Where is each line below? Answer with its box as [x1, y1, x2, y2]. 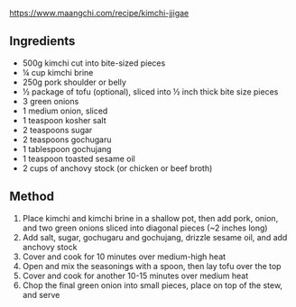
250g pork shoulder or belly [22, 77, 126, 87]
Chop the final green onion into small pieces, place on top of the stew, [22, 279, 282, 291]
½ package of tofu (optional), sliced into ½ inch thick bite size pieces [22, 86, 279, 97]
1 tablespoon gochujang [22, 143, 112, 154]
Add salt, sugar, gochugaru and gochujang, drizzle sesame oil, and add [22, 231, 288, 242]
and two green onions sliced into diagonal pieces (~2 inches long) [22, 222, 268, 233]
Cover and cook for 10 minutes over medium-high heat [22, 251, 227, 262]
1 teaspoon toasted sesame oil [22, 153, 135, 164]
